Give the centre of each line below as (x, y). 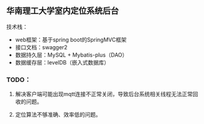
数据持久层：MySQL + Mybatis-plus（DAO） (71, 55)
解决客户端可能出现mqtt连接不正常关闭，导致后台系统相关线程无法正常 (104, 94)
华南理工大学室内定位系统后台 (63, 11)
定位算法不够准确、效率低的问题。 (58, 115)
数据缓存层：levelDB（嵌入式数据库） (62, 62)
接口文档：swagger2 (41, 47)
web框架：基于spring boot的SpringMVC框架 (71, 40)
